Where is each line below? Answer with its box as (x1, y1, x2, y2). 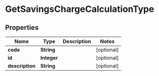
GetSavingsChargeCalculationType (5, 3, 155, 15)
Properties (5, 23, 39, 32)
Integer (40, 55, 58, 61)
